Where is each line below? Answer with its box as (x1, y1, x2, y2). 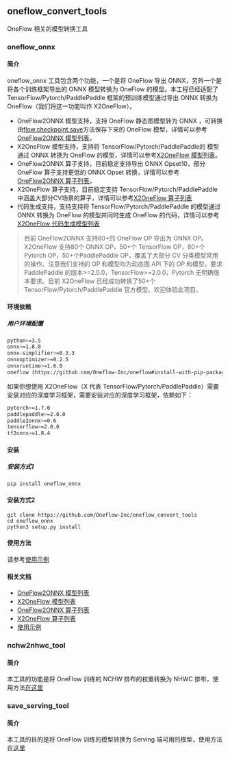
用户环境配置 (7, 319, 43, 328)
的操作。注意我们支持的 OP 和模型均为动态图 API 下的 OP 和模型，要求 (23, 260, 223, 268)
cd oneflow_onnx (7, 517, 53, 524)
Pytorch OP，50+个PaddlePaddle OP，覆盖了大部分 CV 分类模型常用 (23, 251, 219, 259)
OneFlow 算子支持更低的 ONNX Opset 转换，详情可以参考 (16, 168, 180, 176)
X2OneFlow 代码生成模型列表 (16, 219, 101, 228)
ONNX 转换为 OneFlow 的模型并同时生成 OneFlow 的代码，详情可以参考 (16, 210, 220, 219)
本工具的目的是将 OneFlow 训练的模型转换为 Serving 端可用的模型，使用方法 (7, 735, 222, 744)
